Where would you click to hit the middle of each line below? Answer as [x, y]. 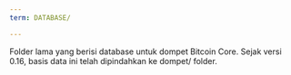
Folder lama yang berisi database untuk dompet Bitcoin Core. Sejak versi [145, 52]
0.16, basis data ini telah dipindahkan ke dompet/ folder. [114, 61]
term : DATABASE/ [40, 18]
